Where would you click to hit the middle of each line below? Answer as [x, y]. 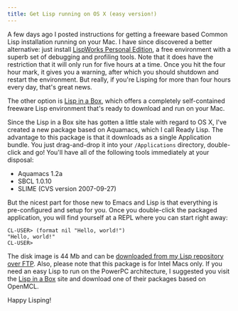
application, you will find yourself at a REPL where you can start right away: [118, 217]
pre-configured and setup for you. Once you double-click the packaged [113, 209]
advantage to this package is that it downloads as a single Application [109, 137]
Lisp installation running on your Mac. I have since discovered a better [110, 42]
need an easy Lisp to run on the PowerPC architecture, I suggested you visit [119, 271]
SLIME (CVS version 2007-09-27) [67, 188]
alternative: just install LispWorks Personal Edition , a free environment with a [119, 49]
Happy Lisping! [29, 300]
